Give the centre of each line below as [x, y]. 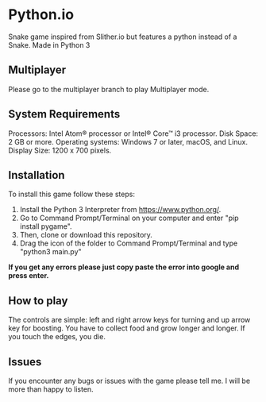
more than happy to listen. [51, 389]
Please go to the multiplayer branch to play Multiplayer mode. [109, 89]
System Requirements [64, 114]
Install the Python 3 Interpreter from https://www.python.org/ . [120, 210]
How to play [38, 301]
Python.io [41, 15]
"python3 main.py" [50, 252]
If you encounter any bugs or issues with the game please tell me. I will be [129, 381]
